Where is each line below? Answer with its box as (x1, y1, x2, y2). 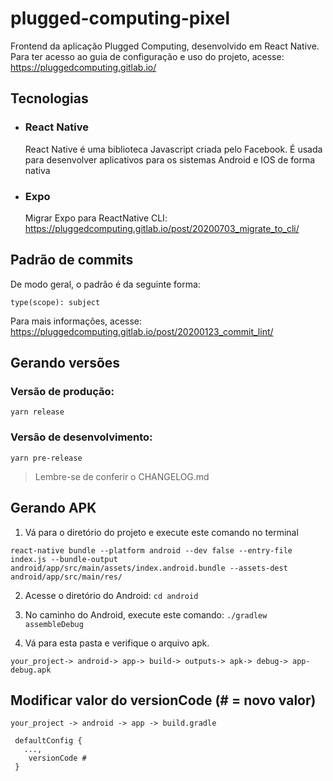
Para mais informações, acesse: (10, 315, 143, 327)
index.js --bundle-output (10, 554, 118, 564)
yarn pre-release (10, 453, 83, 463)
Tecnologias (10, 90, 89, 107)
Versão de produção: (10, 385, 115, 399)
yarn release (10, 407, 65, 417)
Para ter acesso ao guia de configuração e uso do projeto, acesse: (10, 50, 285, 62)
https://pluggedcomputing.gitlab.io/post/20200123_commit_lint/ (10, 325, 274, 337)
